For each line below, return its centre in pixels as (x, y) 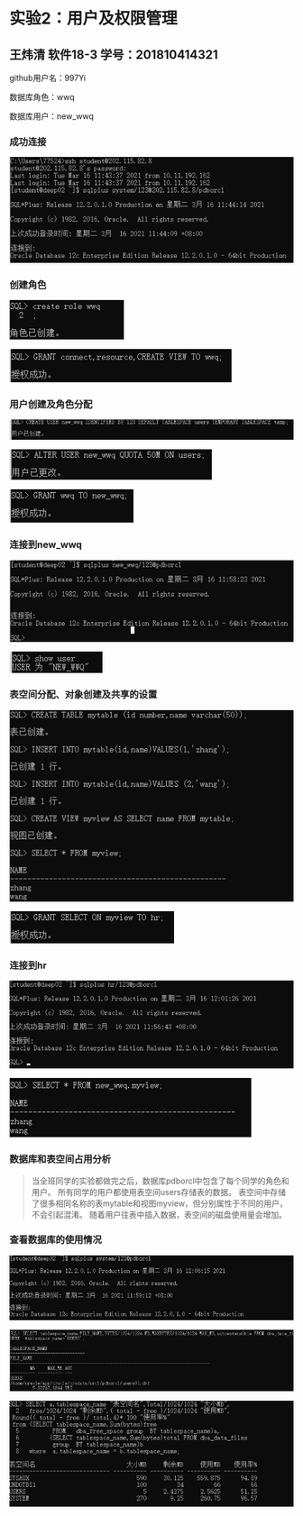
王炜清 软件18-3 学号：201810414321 (114, 55)
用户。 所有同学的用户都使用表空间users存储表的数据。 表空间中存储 (159, 1192)
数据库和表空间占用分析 (60, 1159)
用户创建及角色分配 (51, 405)
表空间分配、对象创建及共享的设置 (83, 695)
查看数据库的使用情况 (55, 1240)
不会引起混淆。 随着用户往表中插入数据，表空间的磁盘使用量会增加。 (159, 1214)
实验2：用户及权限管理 (93, 18)
